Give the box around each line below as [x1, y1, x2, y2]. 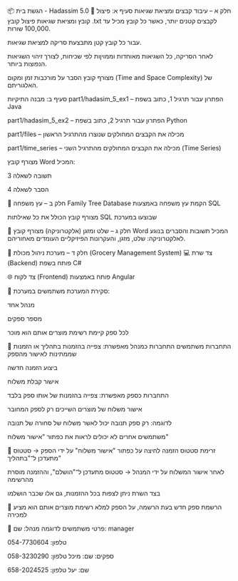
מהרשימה [7, 475, 34, 483]
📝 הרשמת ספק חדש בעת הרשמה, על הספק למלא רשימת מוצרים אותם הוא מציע [7, 503, 222, 511]
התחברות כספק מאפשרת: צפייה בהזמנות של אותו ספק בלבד [7, 391, 170, 399]
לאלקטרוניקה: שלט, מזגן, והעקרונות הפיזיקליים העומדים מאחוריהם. [7, 235, 186, 242]
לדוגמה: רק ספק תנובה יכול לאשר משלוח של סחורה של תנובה [7, 418, 172, 427]
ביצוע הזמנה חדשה [7, 364, 58, 371]
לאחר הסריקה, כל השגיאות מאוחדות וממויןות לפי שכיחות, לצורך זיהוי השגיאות [7, 52, 214, 60]
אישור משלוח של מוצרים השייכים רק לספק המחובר [7, 405, 143, 413]
